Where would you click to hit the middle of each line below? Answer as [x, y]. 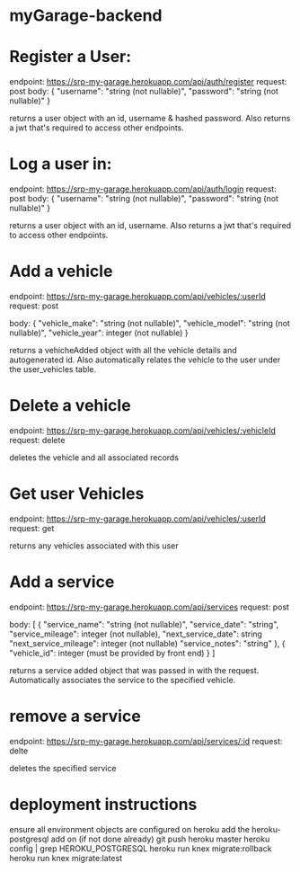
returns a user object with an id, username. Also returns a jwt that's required [150, 226]
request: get [32, 528]
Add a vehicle [61, 271]
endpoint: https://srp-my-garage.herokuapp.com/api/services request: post [150, 607]
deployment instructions [103, 804]
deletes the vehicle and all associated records [94, 457]
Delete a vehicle [71, 406]
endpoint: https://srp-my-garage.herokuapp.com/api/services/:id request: [146, 741]
